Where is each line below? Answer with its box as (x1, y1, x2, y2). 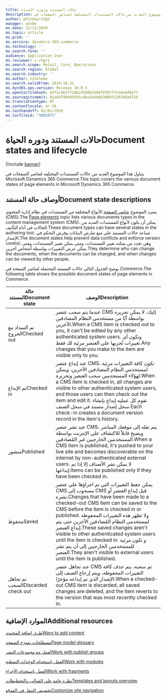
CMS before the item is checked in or (55, 505, 142, 512)
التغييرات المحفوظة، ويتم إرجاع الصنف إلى (55, 569, 144, 576)
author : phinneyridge (5, 16, 50, 21)
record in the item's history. (55, 415, 120, 422)
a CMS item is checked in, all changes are (55, 378, 152, 385)
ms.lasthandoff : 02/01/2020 (5, 108, 64, 114)
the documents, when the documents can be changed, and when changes (5, 251, 157, 257)
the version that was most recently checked (55, 594, 157, 601)
